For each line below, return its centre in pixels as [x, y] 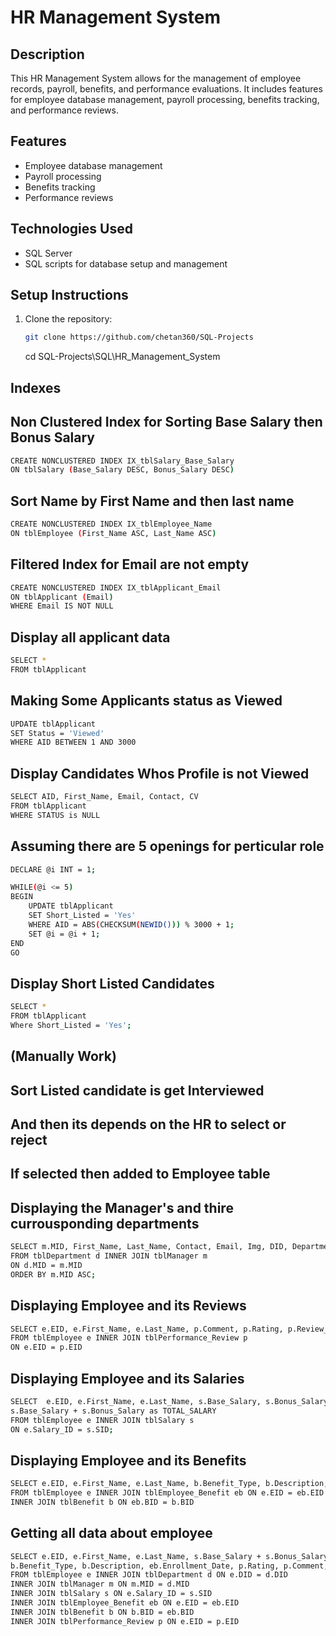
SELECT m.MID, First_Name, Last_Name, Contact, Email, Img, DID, [149, 1247]
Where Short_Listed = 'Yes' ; [71, 1025]
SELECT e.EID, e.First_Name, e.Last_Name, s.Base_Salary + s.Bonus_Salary [169, 1556]
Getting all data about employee [111, 1533]
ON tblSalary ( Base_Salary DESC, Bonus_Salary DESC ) [122, 470]
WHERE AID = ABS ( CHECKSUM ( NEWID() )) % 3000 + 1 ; [131, 924]
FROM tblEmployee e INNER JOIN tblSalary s [102, 1420]
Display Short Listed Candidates [112, 983]
